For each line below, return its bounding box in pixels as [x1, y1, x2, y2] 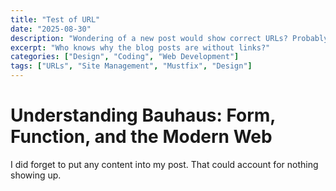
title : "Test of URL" [10, 14, 101, 25]
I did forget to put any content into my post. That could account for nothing [10, 158, 319, 170]
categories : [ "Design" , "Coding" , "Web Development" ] [10, 52, 240, 62]
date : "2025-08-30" [10, 24, 92, 34]
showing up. [10, 169, 62, 181]
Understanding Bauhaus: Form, [10, 104, 276, 127]
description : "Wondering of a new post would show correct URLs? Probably [10, 33, 329, 43]
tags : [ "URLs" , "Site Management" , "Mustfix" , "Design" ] [10, 61, 253, 71]
